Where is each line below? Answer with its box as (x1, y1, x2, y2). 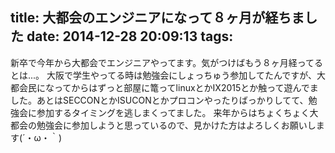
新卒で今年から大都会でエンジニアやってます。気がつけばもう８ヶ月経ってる (10, 56, 324, 68)
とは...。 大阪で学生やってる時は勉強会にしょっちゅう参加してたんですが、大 (10, 69, 326, 81)
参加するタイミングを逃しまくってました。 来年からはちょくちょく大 (36, 106, 319, 118)
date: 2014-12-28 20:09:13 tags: (26, 28, 234, 45)
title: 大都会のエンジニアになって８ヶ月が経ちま (10, 9, 305, 27)
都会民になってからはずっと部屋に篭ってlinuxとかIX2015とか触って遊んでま (10, 81, 319, 93)
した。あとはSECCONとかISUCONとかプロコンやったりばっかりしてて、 (10, 94, 309, 106)
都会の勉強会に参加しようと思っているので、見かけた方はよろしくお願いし (10, 119, 317, 131)
